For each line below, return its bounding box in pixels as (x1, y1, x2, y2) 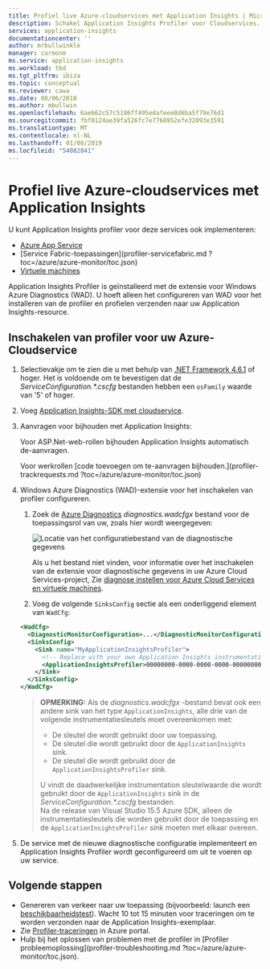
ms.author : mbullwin (8, 101, 78, 109)
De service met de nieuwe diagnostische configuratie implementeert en (19, 839, 257, 847)
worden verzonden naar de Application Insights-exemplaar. (19, 917, 217, 926)
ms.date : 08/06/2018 (8, 94, 78, 102)
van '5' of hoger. (19, 390, 75, 400)
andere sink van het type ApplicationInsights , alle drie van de (39, 706, 247, 715)
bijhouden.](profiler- (191, 461, 259, 471)
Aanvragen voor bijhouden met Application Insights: (19, 422, 192, 431)
